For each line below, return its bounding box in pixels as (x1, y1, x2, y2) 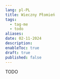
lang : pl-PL (5, 7, 30, 13)
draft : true (5, 50, 30, 55)
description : (5, 41, 33, 46)
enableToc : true (5, 45, 39, 50)
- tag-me (10, 21, 28, 27)
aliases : (5, 31, 24, 36)
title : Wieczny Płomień (5, 12, 55, 17)
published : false (5, 55, 42, 60)
